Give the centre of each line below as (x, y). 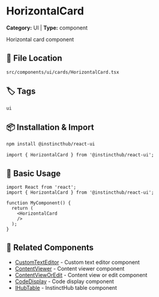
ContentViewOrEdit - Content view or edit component (81, 275)
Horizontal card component (40, 39)
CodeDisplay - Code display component (64, 281)
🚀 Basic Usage (34, 173)
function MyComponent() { (38, 203)
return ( (22, 209)
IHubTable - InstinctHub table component (66, 287)
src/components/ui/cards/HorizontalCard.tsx (63, 72)
